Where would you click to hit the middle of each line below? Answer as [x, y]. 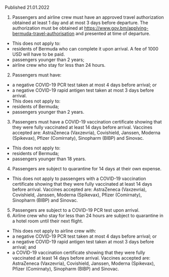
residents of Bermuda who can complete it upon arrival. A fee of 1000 [85, 49]
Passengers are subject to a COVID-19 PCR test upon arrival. [76, 210]
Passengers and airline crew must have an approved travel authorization [88, 17]
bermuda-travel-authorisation [43, 33]
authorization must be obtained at [48, 28]
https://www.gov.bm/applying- [116, 28]
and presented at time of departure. [113, 33]
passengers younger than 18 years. [49, 159]
